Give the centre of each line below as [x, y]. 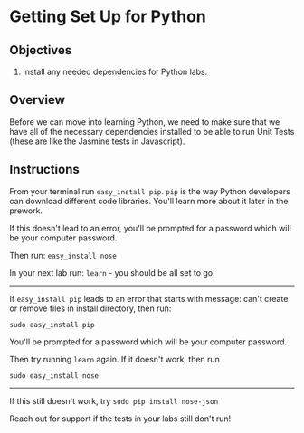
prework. [26, 211]
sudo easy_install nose [54, 376]
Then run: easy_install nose [63, 255]
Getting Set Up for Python [108, 17]
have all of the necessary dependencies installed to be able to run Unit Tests [152, 131]
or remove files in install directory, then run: [90, 308]
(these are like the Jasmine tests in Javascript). [97, 141]
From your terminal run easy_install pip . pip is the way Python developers [150, 191]
